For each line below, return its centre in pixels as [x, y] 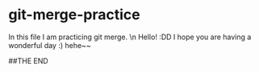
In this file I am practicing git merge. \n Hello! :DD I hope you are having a [130, 37]
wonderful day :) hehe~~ [50, 45]
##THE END [28, 61]
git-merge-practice [74, 15]
